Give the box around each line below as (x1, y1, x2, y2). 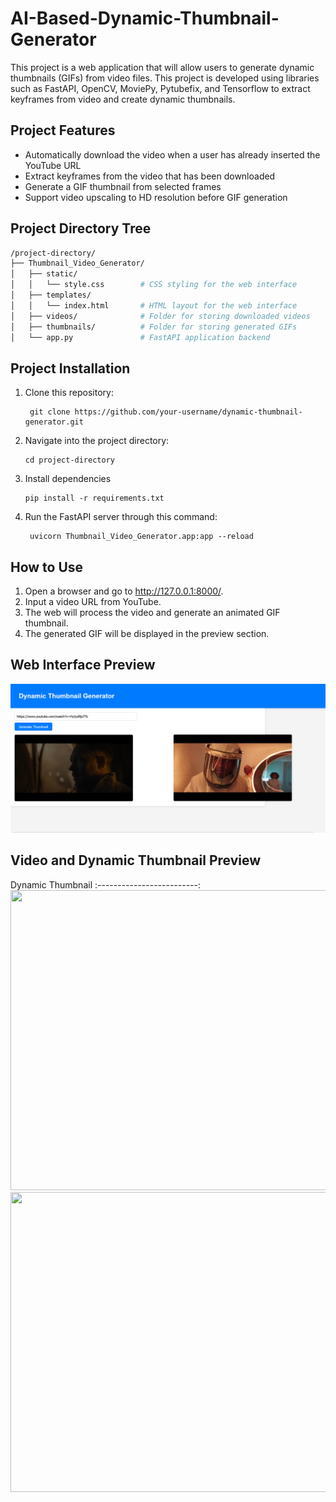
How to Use (10, 558, 84, 576)
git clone (29, 407, 71, 417)
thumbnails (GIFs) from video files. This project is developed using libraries (10, 72, 320, 84)
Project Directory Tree (10, 220, 152, 237)
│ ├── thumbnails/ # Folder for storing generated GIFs (10, 322, 298, 332)
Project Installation (10, 360, 131, 377)
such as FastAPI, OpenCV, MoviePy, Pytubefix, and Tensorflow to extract (10, 82, 311, 94)
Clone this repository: (24, 387, 114, 399)
